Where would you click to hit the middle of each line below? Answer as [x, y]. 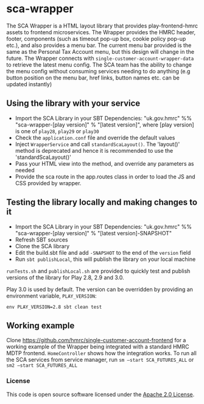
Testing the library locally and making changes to [102, 203]
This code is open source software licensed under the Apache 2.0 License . [100, 394]
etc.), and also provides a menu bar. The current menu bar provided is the [99, 45]
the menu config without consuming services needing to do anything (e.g [98, 71]
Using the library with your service [73, 104]
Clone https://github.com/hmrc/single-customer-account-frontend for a [96, 340]
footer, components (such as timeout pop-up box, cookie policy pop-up [96, 39]
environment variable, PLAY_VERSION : [51, 296]
